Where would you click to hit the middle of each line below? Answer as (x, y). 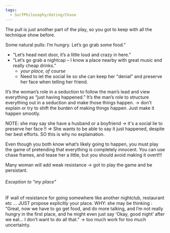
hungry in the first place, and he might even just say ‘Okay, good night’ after (85, 214)
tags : (11, 10)
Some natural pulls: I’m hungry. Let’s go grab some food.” (66, 44)
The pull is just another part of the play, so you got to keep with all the (79, 29)
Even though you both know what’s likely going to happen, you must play (82, 144)
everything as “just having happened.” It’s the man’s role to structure (77, 97)
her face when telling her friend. (54, 82)
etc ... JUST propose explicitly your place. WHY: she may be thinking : (79, 203)
